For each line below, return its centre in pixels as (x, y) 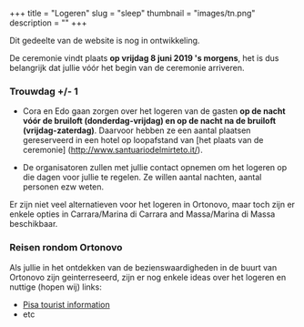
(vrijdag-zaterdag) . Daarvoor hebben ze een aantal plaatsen (137, 130)
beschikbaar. (34, 224)
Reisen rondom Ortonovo (66, 248)
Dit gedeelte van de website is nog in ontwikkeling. (105, 41)
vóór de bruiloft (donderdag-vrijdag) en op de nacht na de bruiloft (149, 121)
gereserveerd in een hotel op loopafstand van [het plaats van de (143, 140)
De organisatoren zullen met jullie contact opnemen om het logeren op (155, 168)
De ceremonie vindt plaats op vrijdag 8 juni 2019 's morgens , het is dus (144, 58)
